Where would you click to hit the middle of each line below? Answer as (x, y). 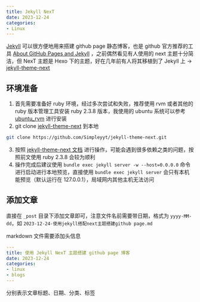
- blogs (16, 275)
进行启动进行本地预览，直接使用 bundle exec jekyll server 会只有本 (99, 172)
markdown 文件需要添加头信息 (44, 236)
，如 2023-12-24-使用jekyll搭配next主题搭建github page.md (82, 223)
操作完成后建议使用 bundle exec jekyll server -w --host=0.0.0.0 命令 (103, 164)
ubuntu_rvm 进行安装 (41, 119)
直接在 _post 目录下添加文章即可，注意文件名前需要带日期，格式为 (87, 215)
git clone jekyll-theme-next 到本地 (57, 126)
